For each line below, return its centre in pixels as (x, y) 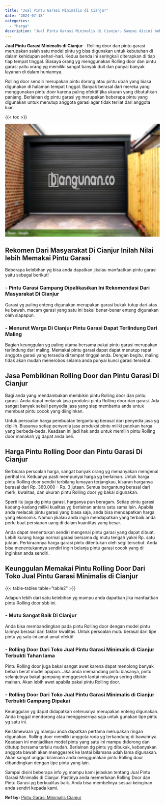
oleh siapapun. (20, 315)
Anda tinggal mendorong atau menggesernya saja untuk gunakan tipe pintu (82, 717)
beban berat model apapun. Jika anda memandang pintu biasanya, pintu (78, 672)
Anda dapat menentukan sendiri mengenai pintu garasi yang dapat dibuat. (80, 532)
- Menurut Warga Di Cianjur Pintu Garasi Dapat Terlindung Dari (81, 328)
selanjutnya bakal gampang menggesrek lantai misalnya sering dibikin (76, 677)
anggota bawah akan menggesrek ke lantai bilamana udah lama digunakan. (81, 752)
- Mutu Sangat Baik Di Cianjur (41, 616)
